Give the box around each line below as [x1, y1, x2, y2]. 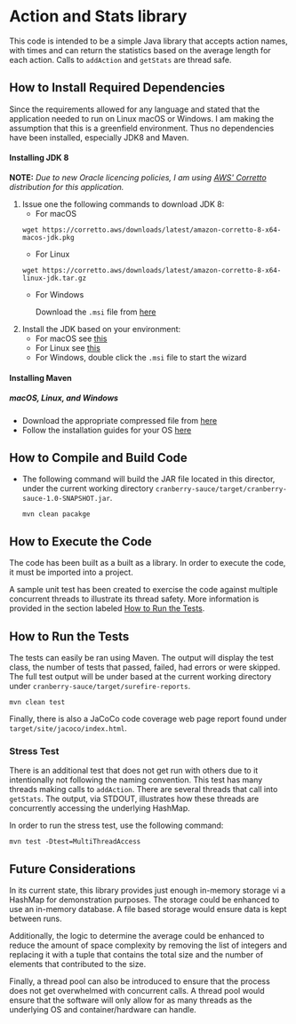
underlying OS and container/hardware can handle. [9, 1004, 197, 1015]
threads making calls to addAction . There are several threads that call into [9, 784, 278, 795]
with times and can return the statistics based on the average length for [9, 44, 271, 55]
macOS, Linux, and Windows [9, 393, 118, 403]
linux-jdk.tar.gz [21, 274, 87, 282]
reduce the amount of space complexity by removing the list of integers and [9, 940, 287, 951]
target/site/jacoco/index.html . [9, 722, 127, 734]
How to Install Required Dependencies [9, 80, 225, 95]
